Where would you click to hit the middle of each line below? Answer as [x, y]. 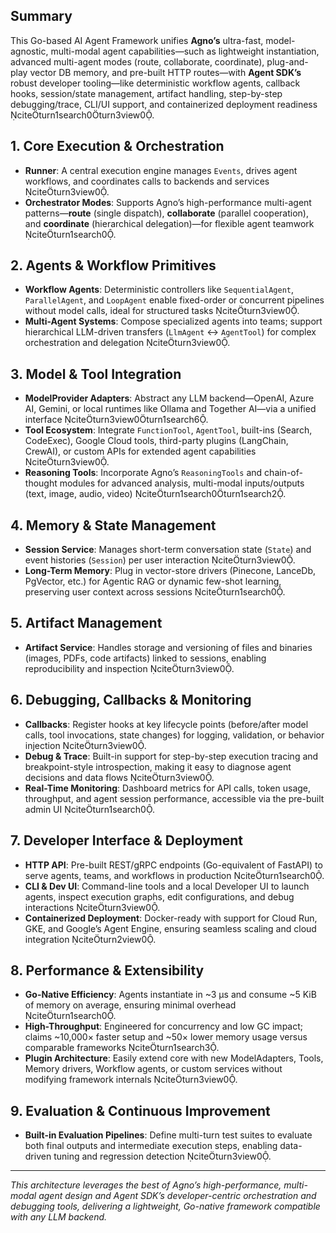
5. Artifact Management [86, 623]
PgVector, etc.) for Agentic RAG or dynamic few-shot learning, [153, 581]
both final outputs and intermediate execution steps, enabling [151, 1146]
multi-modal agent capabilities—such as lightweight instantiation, [185, 51]
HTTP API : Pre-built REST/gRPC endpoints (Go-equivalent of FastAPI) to [173, 865]
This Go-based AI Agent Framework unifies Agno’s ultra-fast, [137, 40]
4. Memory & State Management [113, 525]
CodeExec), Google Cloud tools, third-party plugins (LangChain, [156, 441]
